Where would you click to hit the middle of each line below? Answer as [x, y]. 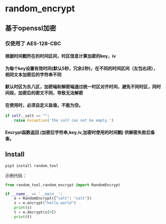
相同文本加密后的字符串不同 [33, 74]
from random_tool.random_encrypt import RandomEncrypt [63, 185]
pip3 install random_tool [32, 166]
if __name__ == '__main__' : [34, 194]
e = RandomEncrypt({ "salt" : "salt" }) [53, 198]
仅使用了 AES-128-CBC [33, 44]
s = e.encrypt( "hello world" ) [45, 203]
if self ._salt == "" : [27, 116]
